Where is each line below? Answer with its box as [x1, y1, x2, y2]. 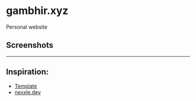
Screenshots [6, 40, 54, 50]
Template [14, 82, 37, 89]
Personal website [6, 23, 48, 30]
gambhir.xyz [6, 4, 69, 18]
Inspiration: [6, 67, 49, 77]
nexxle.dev [14, 89, 41, 96]
